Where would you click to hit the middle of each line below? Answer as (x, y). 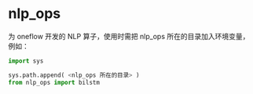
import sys (26, 61)
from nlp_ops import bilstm (54, 82)
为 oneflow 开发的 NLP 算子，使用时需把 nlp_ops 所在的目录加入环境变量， (129, 36)
